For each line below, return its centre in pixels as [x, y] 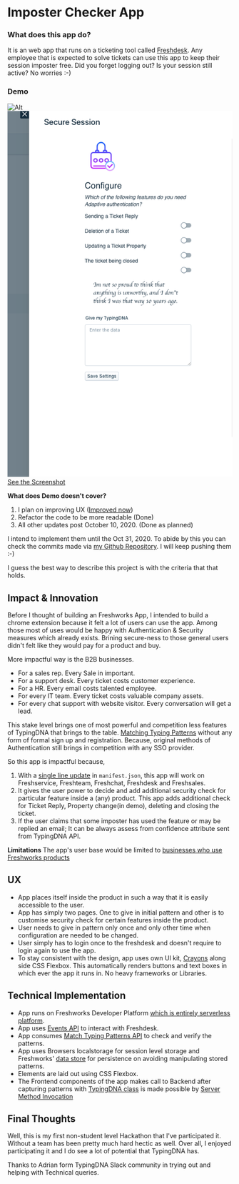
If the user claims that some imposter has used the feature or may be [119, 821]
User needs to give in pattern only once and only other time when [114, 927]
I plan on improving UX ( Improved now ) [75, 510]
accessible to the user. [51, 905]
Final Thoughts [42, 1119]
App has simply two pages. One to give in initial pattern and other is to [121, 912]
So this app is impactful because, [56, 761]
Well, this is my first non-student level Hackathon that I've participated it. [114, 1136]
